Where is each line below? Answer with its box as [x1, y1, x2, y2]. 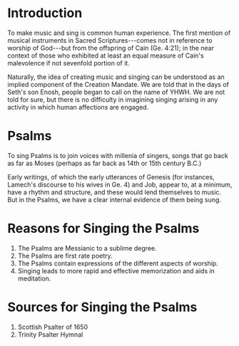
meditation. [17, 274, 51, 283]
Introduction [7, 5, 83, 21]
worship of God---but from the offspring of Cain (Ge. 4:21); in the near [7, 43, 214, 52]
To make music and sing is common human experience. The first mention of [7, 28, 231, 37]
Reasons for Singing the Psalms [7, 221, 200, 236]
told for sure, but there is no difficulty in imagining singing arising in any [7, 95, 218, 104]
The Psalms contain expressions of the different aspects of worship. [17, 258, 219, 268]
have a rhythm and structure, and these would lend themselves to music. [7, 187, 222, 196]
